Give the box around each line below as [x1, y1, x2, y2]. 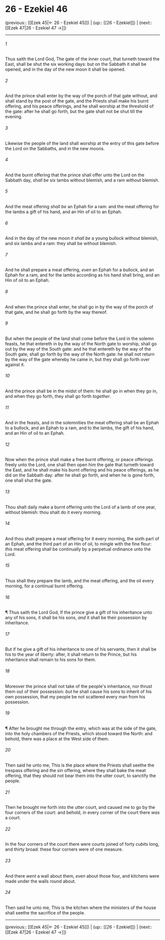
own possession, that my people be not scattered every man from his [5, 693, 146, 699]
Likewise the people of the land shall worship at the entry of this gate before [5, 140, 160, 146]
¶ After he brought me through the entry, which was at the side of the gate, [5, 725, 157, 731]
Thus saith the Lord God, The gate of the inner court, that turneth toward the [5, 56, 160, 62]
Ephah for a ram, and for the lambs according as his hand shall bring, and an [5, 272, 160, 278]
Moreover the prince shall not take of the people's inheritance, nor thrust [5, 683, 152, 689]
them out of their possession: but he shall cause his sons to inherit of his [5, 689, 152, 694]
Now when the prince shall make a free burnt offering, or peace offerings [5, 457, 153, 463]
